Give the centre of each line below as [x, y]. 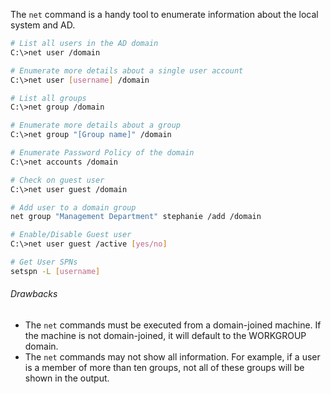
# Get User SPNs [44, 262]
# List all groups [48, 98]
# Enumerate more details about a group [96, 125]
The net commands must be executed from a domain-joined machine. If [173, 325]
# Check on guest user [57, 180]
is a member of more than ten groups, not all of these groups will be [164, 367]
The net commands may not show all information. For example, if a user [172, 356]
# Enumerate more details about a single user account [127, 70]
